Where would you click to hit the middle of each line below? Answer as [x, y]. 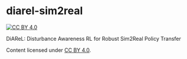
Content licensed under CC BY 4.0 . [49, 50]
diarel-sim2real [45, 11]
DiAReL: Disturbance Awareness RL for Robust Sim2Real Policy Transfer [94, 38]
